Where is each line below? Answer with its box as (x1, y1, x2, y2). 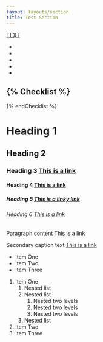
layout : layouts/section (6, 9, 69, 15)
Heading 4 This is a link (6, 181, 67, 189)
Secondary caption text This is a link (6, 241, 97, 248)
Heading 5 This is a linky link (6, 195, 80, 203)
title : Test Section (6, 15, 59, 21)
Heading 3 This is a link (6, 166, 76, 175)
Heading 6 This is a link (6, 211, 65, 218)
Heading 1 (6, 124, 58, 138)
